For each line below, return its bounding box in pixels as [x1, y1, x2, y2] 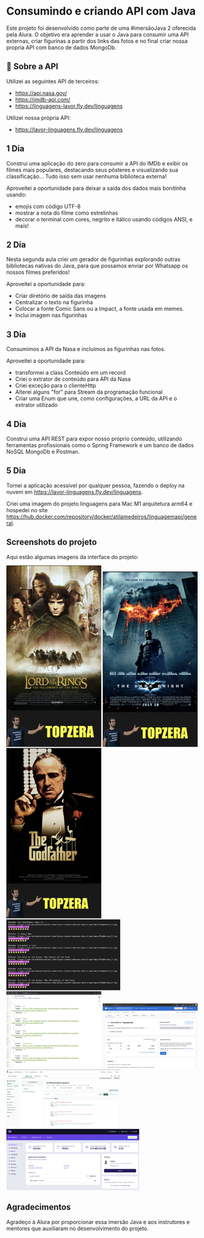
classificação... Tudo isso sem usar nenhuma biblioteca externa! [6, 172, 167, 180]
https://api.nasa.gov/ [15, 89, 67, 97]
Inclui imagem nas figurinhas [15, 311, 87, 319]
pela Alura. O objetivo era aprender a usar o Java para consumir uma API [6, 30, 189, 38]
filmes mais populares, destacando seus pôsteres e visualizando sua [6, 166, 178, 173]
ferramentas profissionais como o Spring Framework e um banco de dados [6, 442, 194, 448]
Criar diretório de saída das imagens [15, 292, 106, 299]
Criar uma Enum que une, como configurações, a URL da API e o [15, 395, 177, 402]
